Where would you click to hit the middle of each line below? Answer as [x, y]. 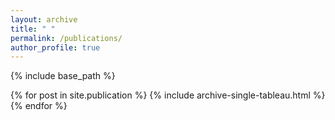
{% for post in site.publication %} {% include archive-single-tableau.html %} [168, 95]
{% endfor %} [39, 106]
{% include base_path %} [63, 76]
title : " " [33, 29]
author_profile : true [55, 47]
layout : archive [44, 19]
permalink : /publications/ [66, 38]
